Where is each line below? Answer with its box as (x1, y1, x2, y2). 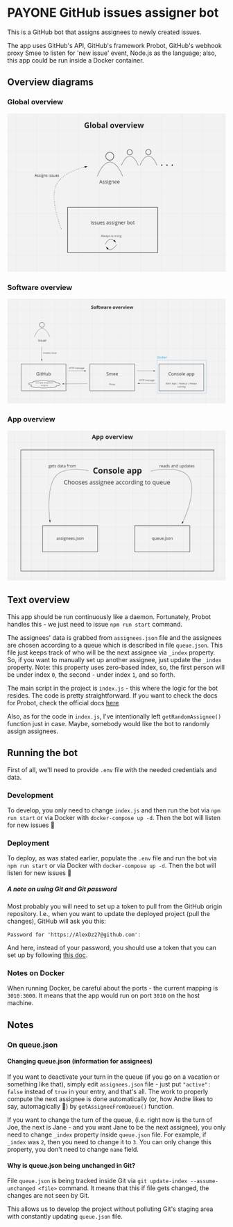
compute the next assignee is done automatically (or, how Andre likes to (7, 1095, 214, 1103)
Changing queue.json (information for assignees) (7, 1057, 153, 1066)
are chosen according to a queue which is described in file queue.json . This (7, 641, 223, 649)
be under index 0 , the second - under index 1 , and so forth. (7, 670, 175, 679)
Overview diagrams (7, 77, 94, 88)
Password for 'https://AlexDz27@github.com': (7, 931, 141, 938)
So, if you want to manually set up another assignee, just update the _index (7, 655, 222, 664)
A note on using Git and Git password (7, 885, 117, 893)
